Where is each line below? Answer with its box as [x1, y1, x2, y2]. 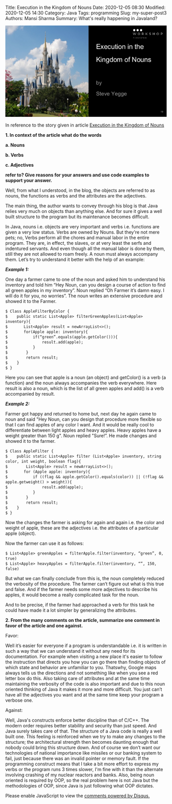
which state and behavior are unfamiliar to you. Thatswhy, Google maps [5, 664, 157, 670]
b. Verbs [5, 152, 24, 158]
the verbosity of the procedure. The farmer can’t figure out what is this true [5, 581, 164, 587]
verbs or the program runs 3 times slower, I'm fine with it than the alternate [5, 766, 163, 772]
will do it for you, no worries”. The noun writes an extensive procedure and [5, 293, 163, 299]
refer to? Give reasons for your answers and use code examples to [5, 172, 149, 178]
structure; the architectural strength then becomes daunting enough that [5, 739, 159, 745]
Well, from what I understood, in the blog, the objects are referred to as [5, 187, 155, 193]
